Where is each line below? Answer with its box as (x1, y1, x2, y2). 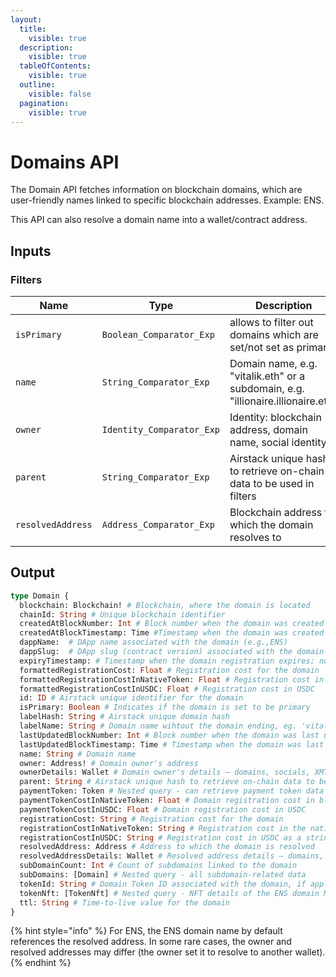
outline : (19, 80, 56, 90)
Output (10, 564, 55, 581)
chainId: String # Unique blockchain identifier (19, 609, 226, 620)
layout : (10, 14, 43, 25)
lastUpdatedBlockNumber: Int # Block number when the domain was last (19, 730, 320, 740)
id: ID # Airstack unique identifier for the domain (19, 693, 244, 703)
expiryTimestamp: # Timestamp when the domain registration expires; (19, 656, 315, 666)
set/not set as (229, 341, 295, 354)
